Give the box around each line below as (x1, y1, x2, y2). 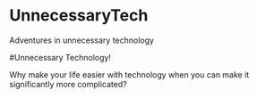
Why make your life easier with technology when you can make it (9, 69, 250, 80)
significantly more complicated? (9, 78, 127, 89)
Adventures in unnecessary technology (9, 35, 155, 45)
